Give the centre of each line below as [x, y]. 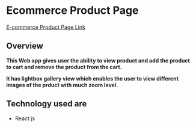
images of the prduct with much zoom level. [62, 85]
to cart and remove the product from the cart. [64, 67]
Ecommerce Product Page [72, 11]
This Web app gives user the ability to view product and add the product [98, 60]
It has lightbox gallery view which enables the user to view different [93, 78]
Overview [25, 46]
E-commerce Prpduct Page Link [46, 27]
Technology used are [47, 104]
